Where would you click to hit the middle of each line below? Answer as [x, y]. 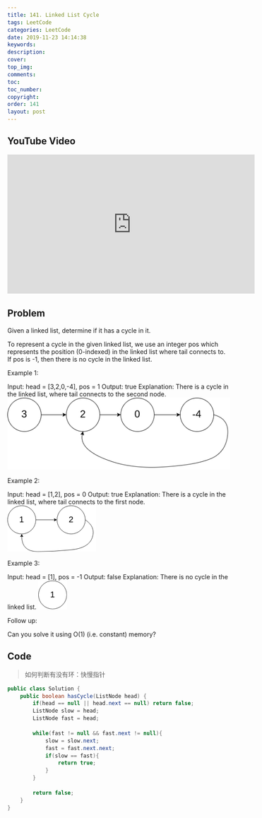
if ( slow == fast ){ [72, 756]
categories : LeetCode [39, 30]
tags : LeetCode [30, 22]
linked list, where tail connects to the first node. [76, 502]
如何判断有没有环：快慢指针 [65, 674]
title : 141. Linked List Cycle [53, 15]
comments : [22, 74]
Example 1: [23, 373]
